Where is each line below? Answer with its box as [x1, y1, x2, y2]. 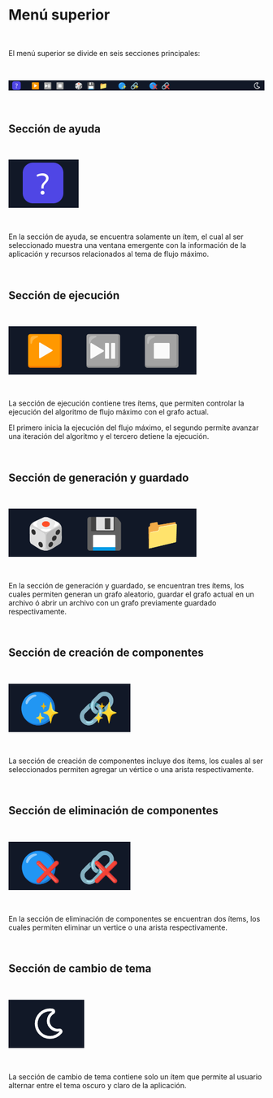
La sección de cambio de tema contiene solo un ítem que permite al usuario [8, 1071, 262, 1082]
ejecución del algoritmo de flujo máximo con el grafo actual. [8, 407, 210, 417]
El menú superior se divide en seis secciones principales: [8, 48, 201, 58]
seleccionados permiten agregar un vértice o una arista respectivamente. [8, 764, 254, 774]
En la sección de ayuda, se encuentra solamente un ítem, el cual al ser [8, 232, 244, 241]
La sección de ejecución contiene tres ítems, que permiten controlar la [8, 398, 245, 408]
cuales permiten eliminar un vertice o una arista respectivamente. [8, 922, 227, 932]
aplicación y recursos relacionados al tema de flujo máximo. [8, 250, 210, 259]
